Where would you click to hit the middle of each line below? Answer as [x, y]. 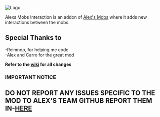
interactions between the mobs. [38, 22]
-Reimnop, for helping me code [37, 50]
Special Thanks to [33, 38]
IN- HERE [19, 108]
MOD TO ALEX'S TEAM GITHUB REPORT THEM [79, 101]
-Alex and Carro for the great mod [40, 55]
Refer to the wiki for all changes [38, 64]
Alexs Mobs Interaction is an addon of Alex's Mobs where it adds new [76, 17]
